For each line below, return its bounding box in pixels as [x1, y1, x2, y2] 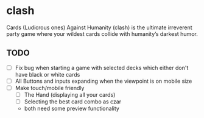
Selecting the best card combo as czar [24, 98, 122, 105]
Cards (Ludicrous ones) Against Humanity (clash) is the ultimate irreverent [6, 24, 193, 31]
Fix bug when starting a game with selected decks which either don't [15, 64, 189, 71]
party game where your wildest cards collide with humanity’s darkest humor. [6, 30, 198, 37]
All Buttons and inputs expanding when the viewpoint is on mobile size [15, 77, 192, 85]
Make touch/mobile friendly [15, 84, 85, 91]
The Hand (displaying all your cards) [24, 91, 116, 98]
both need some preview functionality [24, 105, 120, 113]
